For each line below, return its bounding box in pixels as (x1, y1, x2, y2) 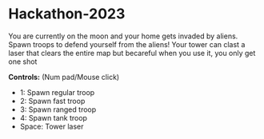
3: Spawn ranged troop (19, 105, 97, 114)
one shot (8, 57, 38, 66)
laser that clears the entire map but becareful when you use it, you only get (8, 48, 256, 58)
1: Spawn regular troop (19, 87, 95, 97)
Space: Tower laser (19, 121, 84, 131)
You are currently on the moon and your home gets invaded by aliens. (8, 31, 238, 41)
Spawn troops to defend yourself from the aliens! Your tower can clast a (8, 39, 246, 49)
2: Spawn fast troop (19, 96, 86, 105)
